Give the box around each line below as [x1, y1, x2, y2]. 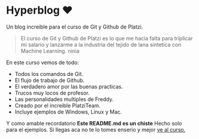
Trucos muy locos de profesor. [14, 89, 90, 96]
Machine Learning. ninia [20, 47, 80, 54]
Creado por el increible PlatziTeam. [14, 102, 101, 109]
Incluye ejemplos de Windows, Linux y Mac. [14, 108, 123, 115]
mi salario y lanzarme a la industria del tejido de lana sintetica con [20, 41, 182, 48]
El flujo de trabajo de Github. [14, 77, 85, 84]
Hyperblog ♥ [6, 4, 73, 17]
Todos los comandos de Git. [14, 70, 84, 77]
